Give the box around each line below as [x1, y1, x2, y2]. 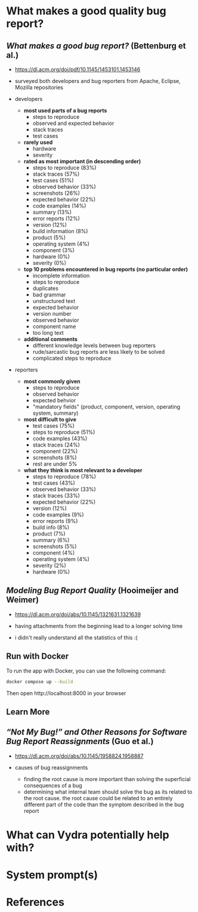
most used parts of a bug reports [23, 107, 107, 114]
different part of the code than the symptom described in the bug [23, 801, 184, 808]
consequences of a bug [23, 782, 82, 789]
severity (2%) [32, 562, 67, 569]
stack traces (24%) [32, 441, 81, 448]
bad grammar [32, 291, 66, 298]
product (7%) [32, 530, 66, 537]
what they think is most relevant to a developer [23, 467, 143, 473]
